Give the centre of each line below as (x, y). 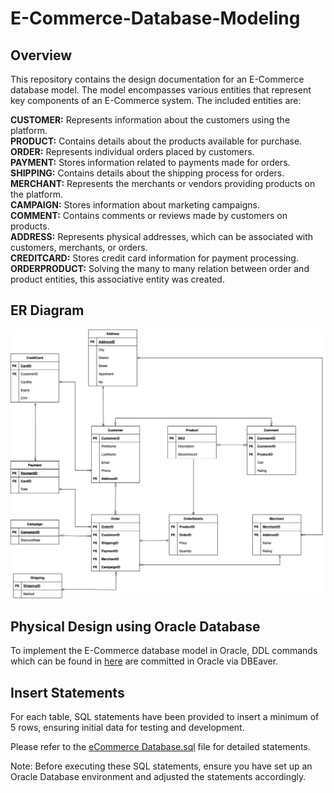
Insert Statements (67, 692)
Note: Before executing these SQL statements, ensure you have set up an (161, 766)
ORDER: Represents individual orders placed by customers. (132, 151)
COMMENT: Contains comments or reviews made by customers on (149, 215)
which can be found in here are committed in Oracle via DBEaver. (144, 661)
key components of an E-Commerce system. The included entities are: (156, 100)
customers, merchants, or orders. (79, 247)
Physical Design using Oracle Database (135, 626)
